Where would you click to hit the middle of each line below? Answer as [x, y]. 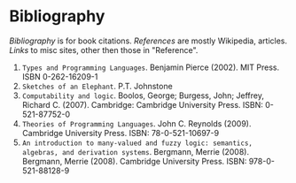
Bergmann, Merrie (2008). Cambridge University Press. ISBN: [134, 161]
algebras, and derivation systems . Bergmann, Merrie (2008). [136, 151]
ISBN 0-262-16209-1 [60, 76]
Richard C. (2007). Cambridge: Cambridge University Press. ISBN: [143, 104]
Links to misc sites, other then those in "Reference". [104, 50]
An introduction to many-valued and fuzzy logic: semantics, [137, 143]
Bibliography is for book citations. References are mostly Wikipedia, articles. [148, 41]
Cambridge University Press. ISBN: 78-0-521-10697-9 [121, 133]
